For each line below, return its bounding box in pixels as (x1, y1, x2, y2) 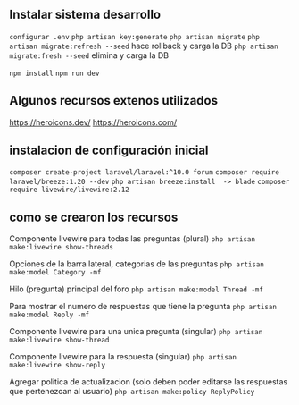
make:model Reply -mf (9, 310, 90, 320)
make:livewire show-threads (9, 243, 114, 252)
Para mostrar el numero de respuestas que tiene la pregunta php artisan (9, 301, 277, 312)
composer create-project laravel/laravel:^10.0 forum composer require (9, 168, 279, 177)
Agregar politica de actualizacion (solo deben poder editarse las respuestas (9, 376, 288, 387)
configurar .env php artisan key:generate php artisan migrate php (9, 32, 261, 41)
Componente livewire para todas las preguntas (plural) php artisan (9, 233, 256, 244)
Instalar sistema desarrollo (9, 7, 162, 22)
